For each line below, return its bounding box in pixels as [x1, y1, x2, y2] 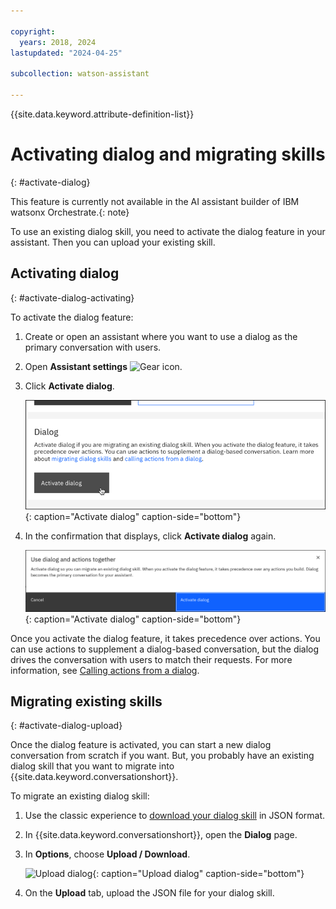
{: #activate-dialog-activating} [10, 291, 135, 304]
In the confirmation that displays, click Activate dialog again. [24, 530, 277, 542]
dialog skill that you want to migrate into [10, 760, 175, 772]
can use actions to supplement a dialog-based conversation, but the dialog [10, 643, 320, 655]
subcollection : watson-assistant [10, 69, 150, 79]
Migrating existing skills [10, 693, 163, 710]
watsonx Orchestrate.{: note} [10, 206, 130, 218]
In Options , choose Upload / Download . [24, 848, 191, 860]
